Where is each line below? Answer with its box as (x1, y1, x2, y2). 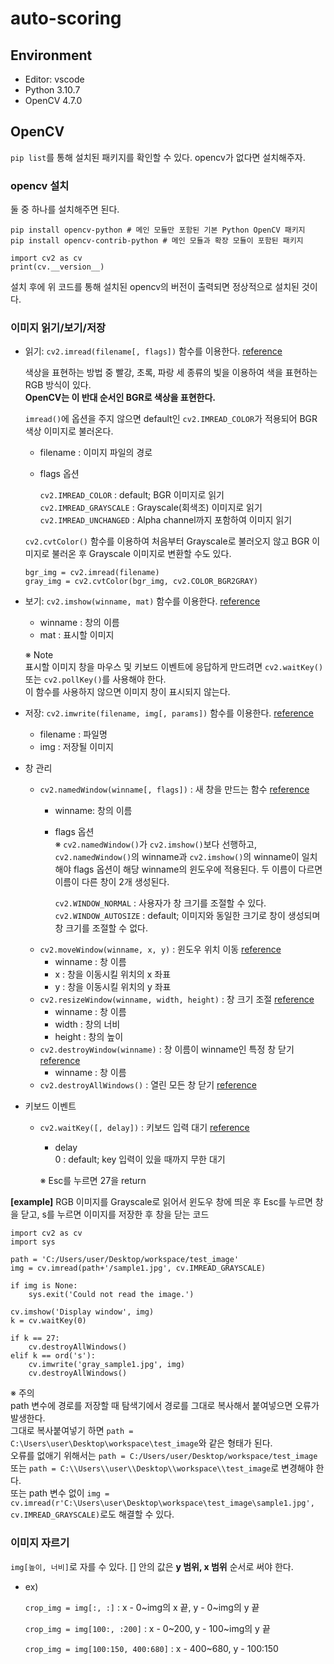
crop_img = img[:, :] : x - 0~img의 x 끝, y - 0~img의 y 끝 (24, 1601, 260, 1613)
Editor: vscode (24, 73, 85, 85)
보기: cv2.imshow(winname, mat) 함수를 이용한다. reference (24, 595, 261, 607)
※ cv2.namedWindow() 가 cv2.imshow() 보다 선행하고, (54, 838, 257, 851)
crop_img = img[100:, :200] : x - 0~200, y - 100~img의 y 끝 (24, 1622, 271, 1634)
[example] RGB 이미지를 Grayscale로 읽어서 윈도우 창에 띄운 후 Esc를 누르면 (10, 1196, 313, 1208)
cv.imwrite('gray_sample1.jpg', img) (28, 1360, 186, 1370)
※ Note (24, 649, 54, 661)
